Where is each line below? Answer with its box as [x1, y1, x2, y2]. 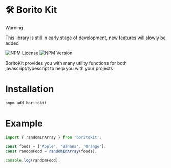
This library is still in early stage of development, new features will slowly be [5, 34, 166, 41]
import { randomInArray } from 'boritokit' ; [5, 135, 102, 140]
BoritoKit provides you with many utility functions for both [5, 60, 127, 66]
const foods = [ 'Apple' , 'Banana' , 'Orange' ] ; [5, 144, 106, 149]
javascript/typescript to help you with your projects [5, 65, 113, 71]
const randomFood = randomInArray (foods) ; [5, 148, 97, 154]
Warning [5, 24, 23, 31]
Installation [5, 83, 54, 95]
